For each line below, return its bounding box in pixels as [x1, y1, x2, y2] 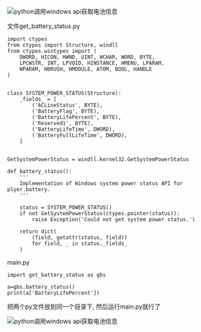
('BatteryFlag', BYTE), [32, 108, 100, 115]
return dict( [19, 228, 57, 235]
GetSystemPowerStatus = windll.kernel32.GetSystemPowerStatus [7, 156, 189, 163]
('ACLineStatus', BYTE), [32, 102, 103, 109]
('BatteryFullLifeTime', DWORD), [32, 132, 128, 139]
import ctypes [7, 36, 48, 43]
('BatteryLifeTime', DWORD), [32, 126, 116, 133]
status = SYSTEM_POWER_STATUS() [19, 204, 112, 211]
